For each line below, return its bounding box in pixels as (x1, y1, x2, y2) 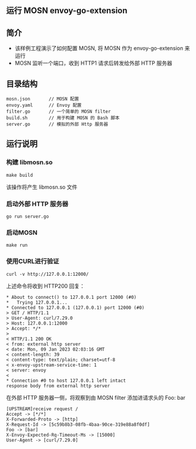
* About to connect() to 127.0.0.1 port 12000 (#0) (6, 294, 137, 300)
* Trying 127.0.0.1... (6, 300, 68, 305)
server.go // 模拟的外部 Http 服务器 (6, 121, 109, 127)
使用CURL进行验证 (6, 257, 59, 266)
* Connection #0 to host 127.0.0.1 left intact (6, 378, 127, 383)
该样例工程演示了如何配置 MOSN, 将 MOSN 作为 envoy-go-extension (14, 45, 184, 52)
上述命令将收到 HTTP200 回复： (6, 282, 85, 289)
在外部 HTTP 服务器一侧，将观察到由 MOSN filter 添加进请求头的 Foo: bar (6, 394, 186, 401)
